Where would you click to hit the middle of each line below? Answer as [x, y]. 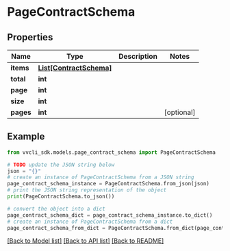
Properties [30, 37]
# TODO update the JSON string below [61, 165]
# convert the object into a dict [56, 209]
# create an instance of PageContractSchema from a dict [90, 222]
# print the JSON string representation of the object [87, 190]
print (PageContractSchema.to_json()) [61, 197]
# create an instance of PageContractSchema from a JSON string [101, 177]
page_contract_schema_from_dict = [56, 228]
